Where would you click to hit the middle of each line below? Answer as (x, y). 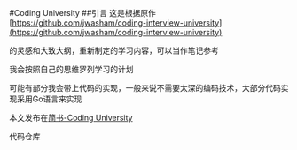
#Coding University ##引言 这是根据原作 (83, 13)
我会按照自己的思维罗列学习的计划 (71, 69)
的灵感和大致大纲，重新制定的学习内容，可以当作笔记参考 (114, 50)
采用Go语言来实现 (49, 99)
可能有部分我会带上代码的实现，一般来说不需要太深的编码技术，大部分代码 (145, 88)
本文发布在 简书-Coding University (71, 118)
